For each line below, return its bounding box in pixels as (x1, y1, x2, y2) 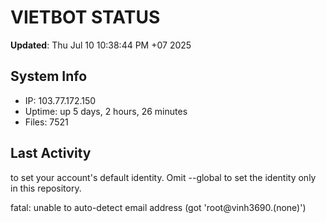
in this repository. (10, 182, 82, 194)
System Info (10, 68, 88, 85)
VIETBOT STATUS (10, 6, 161, 29)
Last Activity (10, 145, 92, 162)
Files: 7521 (24, 116, 69, 128)
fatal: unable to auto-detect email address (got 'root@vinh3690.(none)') (10, 201, 307, 213)
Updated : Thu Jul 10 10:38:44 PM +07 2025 (10, 39, 192, 51)
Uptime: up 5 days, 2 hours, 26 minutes (24, 105, 188, 117)
